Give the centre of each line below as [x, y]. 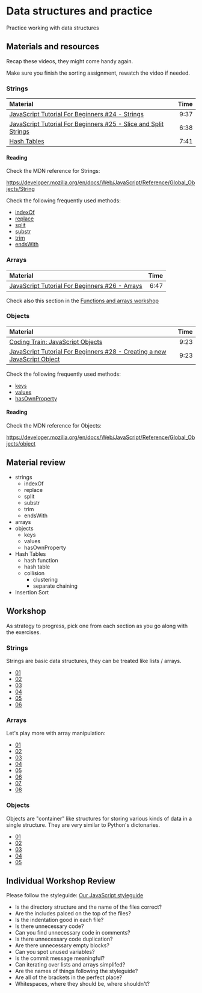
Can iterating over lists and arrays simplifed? [70, 965]
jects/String [20, 189]
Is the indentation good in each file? [59, 920]
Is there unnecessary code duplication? [64, 939]
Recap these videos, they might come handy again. [70, 61]
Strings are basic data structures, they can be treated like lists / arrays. [94, 661]
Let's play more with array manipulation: [56, 733]
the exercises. [23, 632]
